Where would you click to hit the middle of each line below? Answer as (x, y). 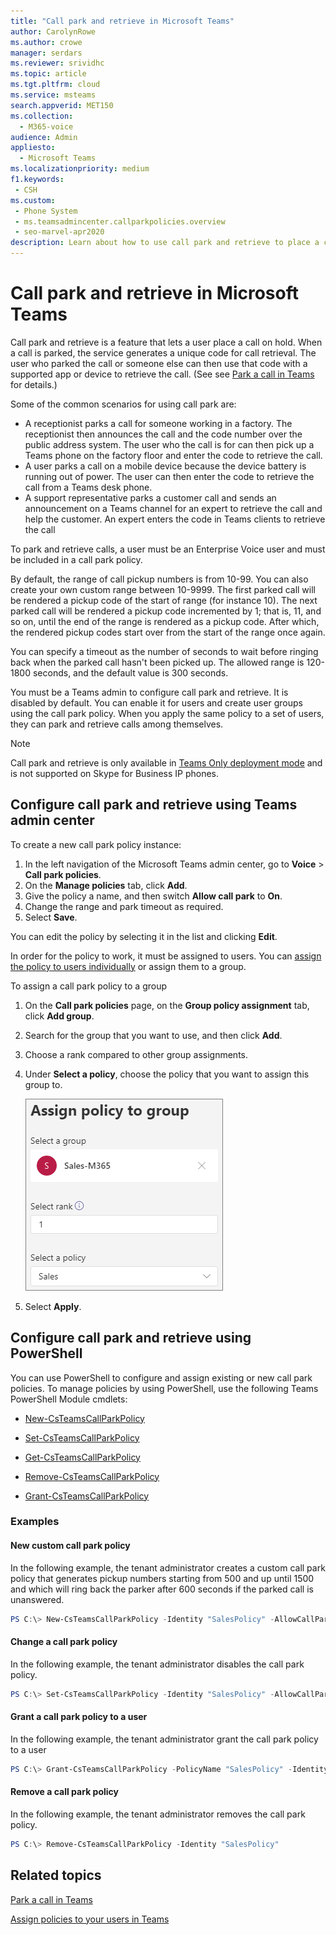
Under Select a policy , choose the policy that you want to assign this (167, 1074)
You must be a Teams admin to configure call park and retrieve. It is (149, 692)
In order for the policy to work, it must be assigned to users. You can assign (166, 956)
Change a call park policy (64, 1642)
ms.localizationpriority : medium (80, 169)
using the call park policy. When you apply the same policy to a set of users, (167, 713)
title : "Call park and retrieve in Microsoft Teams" (122, 21)
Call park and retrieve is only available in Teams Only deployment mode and (166, 762)
